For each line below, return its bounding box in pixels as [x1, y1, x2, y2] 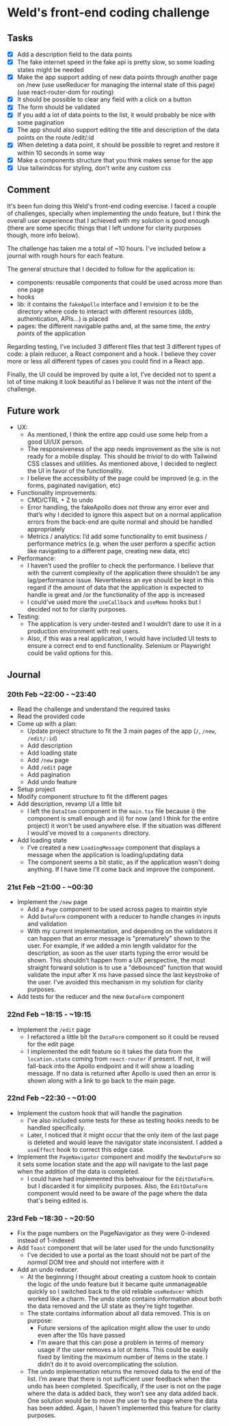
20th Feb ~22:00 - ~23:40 [7, 689, 97, 699]
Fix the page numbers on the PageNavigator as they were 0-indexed [16, 1229, 211, 1237]
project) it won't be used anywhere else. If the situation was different [27, 821, 221, 830]
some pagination [16, 119, 65, 127]
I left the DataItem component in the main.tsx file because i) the [27, 807, 206, 815]
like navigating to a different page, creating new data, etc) [27, 547, 190, 555]
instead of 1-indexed [16, 1236, 75, 1245]
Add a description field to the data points [16, 50, 133, 58]
